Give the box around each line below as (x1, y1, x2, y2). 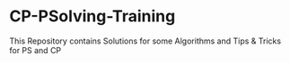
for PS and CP (9, 44, 62, 55)
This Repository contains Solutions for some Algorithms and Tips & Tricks (9, 35, 281, 46)
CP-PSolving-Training (9, 6, 176, 27)
